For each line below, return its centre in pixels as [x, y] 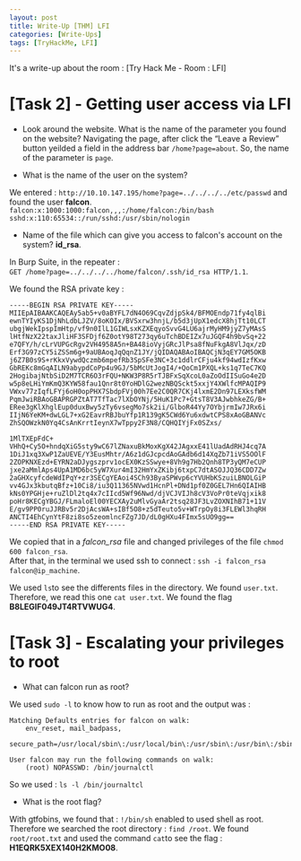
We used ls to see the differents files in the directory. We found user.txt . [144, 587]
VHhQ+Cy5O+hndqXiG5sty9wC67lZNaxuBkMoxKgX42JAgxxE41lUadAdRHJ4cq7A [138, 447]
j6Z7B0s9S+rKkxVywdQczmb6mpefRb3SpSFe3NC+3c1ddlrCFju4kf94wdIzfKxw [138, 361]
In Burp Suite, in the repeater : [64, 262]
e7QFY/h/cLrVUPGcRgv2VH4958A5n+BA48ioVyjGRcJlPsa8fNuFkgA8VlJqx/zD [138, 345]
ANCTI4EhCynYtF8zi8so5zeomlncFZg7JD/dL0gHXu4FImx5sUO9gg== [122, 517]
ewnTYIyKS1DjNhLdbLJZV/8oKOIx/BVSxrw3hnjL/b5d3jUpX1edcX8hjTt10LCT [138, 321]
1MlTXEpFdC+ [31, 439]
